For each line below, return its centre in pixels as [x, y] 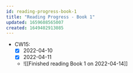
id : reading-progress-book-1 [41, 11]
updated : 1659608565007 [35, 22]
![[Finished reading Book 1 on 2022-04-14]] [76, 64]
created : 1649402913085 [35, 28]
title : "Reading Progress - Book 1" [50, 17]
